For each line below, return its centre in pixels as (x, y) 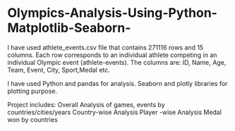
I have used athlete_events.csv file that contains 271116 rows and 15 (106, 47)
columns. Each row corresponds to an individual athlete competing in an (112, 55)
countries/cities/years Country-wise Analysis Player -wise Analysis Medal (115, 112)
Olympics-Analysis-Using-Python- (112, 13)
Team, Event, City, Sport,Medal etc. (59, 70)
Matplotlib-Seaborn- (69, 28)
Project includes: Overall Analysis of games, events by (86, 104)
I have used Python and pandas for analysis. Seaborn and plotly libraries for (117, 83)
